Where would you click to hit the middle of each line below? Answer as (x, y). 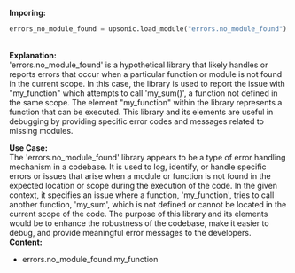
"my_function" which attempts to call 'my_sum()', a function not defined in (144, 93)
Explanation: (33, 55)
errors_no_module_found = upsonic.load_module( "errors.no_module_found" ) (148, 29)
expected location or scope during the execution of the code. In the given (143, 185)
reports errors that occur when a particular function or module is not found (145, 74)
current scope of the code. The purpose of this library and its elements (139, 214)
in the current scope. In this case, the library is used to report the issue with (147, 83)
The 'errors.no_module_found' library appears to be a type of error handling (147, 157)
